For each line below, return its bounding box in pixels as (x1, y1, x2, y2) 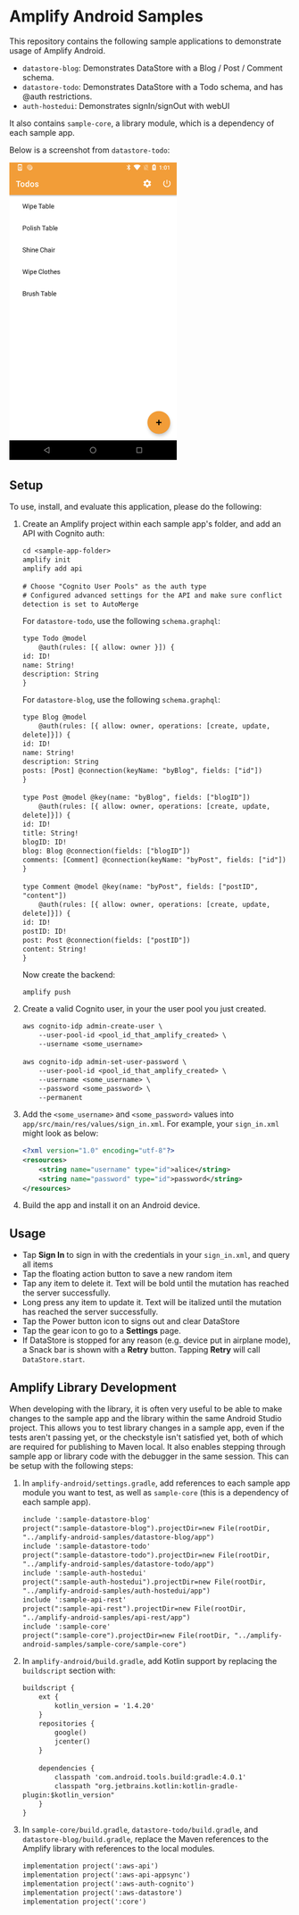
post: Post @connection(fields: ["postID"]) (21, 936, 191, 945)
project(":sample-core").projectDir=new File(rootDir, (21, 1631, 231, 1640)
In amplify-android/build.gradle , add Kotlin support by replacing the (21, 1656, 278, 1667)
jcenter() (54, 1737, 91, 1746)
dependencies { (38, 1764, 96, 1773)
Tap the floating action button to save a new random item (21, 1269, 233, 1279)
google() (54, 1728, 87, 1737)
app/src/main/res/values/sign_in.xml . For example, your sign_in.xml (21, 1119, 279, 1129)
